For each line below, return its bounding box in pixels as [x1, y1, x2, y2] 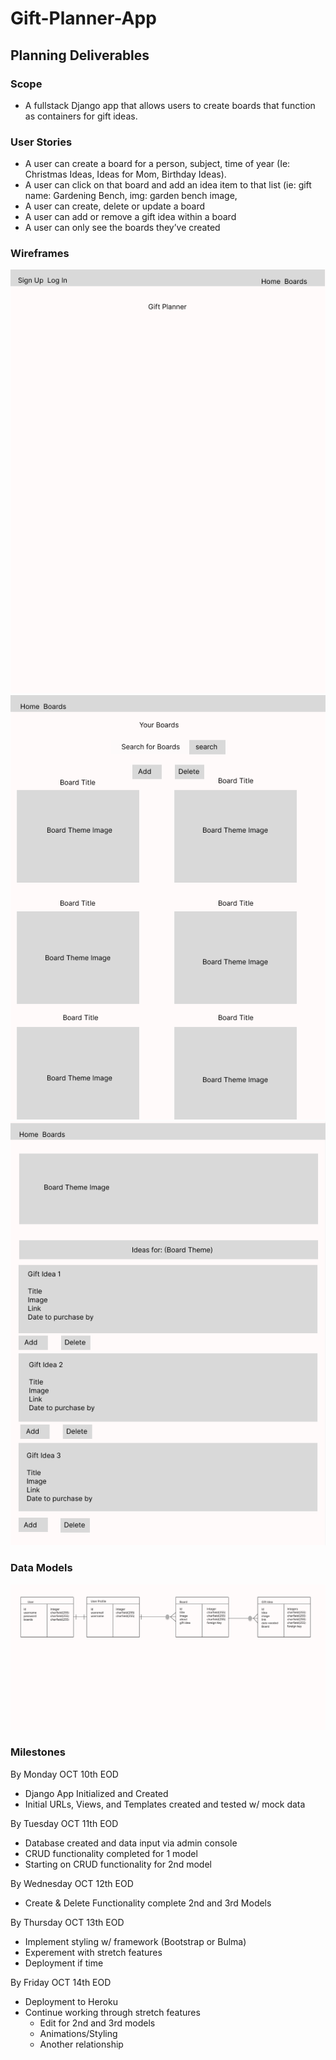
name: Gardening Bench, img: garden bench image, [24, 190, 238, 202]
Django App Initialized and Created [24, 1787, 169, 1799]
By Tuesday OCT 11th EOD [10, 1817, 119, 1829]
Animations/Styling [39, 2027, 118, 2039]
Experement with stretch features [24, 1946, 163, 1958]
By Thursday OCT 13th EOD [10, 1916, 125, 1928]
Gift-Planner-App [10, 7, 157, 30]
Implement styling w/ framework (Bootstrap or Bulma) [24, 1935, 247, 1947]
